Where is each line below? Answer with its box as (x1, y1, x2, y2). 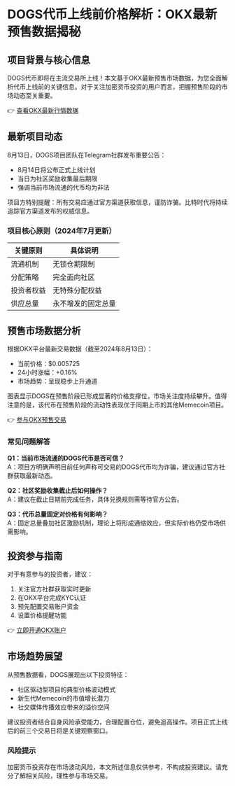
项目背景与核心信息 (7, 54, 90, 66)
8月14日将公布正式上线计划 (17, 165, 96, 174)
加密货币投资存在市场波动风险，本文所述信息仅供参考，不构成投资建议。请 (7, 763, 222, 771)
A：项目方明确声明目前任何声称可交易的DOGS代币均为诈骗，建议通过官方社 (7, 463, 225, 471)
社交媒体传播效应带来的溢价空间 (17, 703, 110, 711)
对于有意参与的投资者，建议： (7, 570, 93, 578)
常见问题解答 (7, 437, 51, 447)
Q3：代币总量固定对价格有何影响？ (7, 510, 108, 519)
